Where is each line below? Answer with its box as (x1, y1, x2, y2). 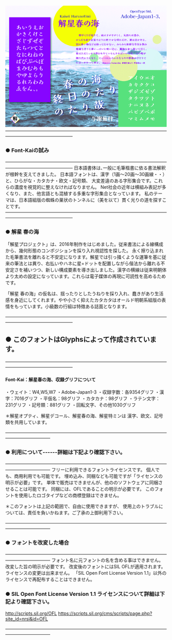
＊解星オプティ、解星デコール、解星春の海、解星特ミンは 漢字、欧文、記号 (5, 413, 164, 419)
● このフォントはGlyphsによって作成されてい (5, 335, 150, 344)
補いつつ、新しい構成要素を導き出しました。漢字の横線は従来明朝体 (23, 266, 167, 273)
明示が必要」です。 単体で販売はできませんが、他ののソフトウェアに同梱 (5, 479, 159, 486)
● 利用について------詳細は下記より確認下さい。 (5, 449, 125, 456)
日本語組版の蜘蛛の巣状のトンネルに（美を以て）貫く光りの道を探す (18, 197, 162, 203)
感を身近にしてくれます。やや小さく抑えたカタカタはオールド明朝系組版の (5, 297, 162, 303)
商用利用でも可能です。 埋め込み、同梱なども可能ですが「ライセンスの (14, 473, 163, 479)
